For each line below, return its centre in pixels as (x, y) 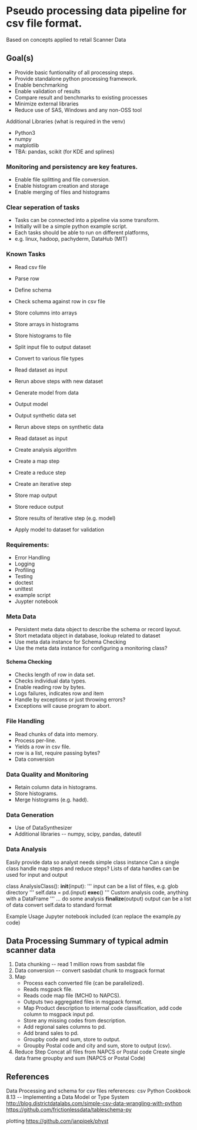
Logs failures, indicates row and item (59, 694)
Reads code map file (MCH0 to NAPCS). (72, 996)
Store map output (36, 495)
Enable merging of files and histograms (62, 192)
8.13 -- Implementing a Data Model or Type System (68, 1097)
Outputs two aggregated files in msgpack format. (83, 1002)
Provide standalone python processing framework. (76, 78)
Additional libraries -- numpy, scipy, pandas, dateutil (78, 834)
